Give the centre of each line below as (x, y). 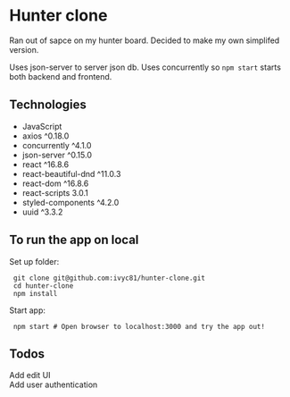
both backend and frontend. (61, 76)
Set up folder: (34, 261)
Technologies (48, 105)
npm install (35, 293)
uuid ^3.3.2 (42, 212)
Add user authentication (54, 384)
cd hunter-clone (43, 286)
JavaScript (42, 126)
